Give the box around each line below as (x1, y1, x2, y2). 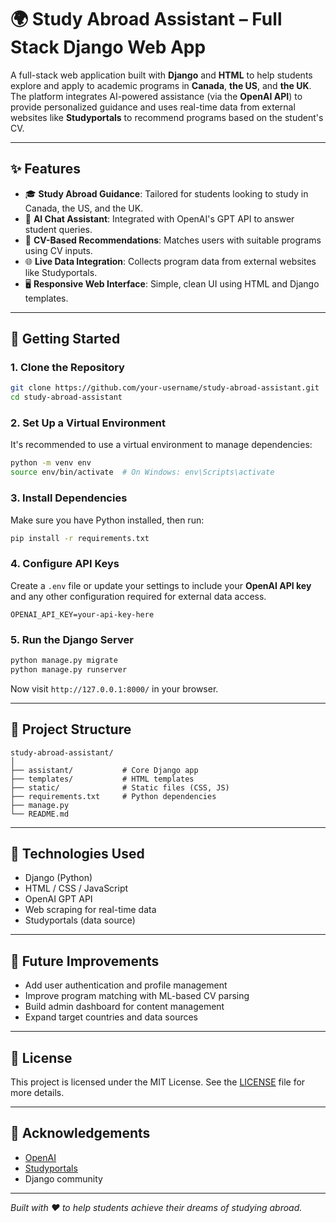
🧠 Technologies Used (10, 845, 145, 862)
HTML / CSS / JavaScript (24, 882, 129, 895)
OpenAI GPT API (24, 893, 93, 905)
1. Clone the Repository (10, 361, 125, 375)
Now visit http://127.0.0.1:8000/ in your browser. (10, 682, 219, 695)
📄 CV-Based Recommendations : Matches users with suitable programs (24, 234, 322, 246)
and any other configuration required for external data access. (10, 590, 267, 602)
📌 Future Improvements (10, 952, 160, 970)
